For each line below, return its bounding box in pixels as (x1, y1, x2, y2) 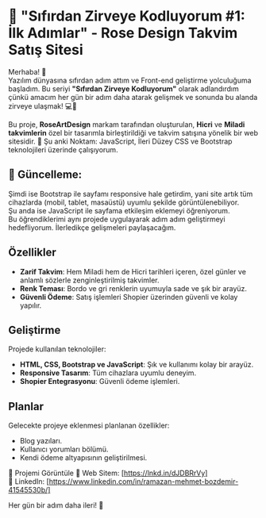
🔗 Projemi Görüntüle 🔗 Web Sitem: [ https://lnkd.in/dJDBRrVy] (8, 468, 208, 478)
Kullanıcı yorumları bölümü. (19, 444, 109, 455)
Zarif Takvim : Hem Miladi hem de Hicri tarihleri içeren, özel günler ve (19, 267, 246, 276)
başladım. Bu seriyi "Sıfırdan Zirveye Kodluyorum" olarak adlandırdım (8, 83, 240, 94)
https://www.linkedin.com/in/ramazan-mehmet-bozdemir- (48, 477, 239, 486)
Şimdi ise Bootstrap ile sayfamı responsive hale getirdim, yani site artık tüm (8, 189, 253, 198)
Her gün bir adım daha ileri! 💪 (8, 501, 104, 510)
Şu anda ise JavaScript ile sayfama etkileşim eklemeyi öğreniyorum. (8, 205, 230, 215)
